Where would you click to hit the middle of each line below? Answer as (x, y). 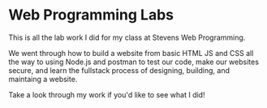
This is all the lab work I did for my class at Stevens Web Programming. (127, 37)
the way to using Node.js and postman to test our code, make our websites (134, 62)
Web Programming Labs (91, 15)
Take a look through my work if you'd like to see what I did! (107, 94)
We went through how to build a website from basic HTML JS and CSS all (131, 53)
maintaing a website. (43, 79)
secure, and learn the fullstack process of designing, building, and (119, 70)
